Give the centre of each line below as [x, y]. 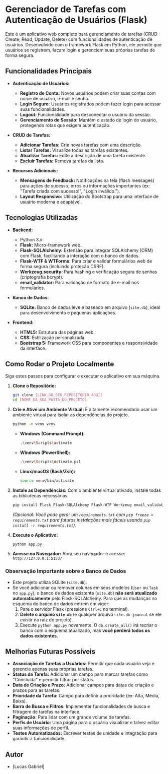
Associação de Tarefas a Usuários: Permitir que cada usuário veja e [83, 664]
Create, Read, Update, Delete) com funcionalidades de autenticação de [79, 39]
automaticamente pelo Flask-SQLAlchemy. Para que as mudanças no [85, 598]
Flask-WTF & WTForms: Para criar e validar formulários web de [86, 261]
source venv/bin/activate [47, 480]
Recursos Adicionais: [35, 170]
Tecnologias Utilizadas [42, 218]
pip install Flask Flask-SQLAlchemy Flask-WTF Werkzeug [72, 505]
